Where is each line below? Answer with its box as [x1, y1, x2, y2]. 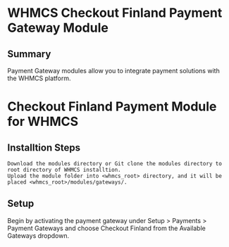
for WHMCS [7, 114, 79, 129]
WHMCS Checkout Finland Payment [7, 5, 223, 21]
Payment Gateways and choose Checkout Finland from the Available [7, 224, 206, 232]
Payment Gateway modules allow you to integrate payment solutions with [7, 67, 220, 75]
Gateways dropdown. [7, 231, 70, 240]
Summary [7, 48, 51, 60]
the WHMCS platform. [7, 74, 71, 82]
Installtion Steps [7, 141, 81, 153]
